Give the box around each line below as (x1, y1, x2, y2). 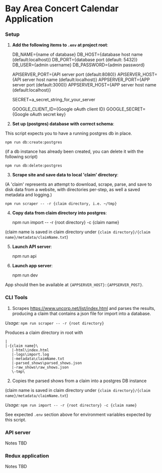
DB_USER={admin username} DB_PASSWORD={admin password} (12, 62, 145, 68)
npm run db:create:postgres (5, 140, 63, 145)
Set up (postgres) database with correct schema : (12, 121, 115, 127)
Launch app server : (12, 263, 53, 269)
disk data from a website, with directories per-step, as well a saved (5, 187, 140, 193)
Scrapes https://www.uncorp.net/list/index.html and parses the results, (12, 305, 156, 311)
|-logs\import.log (11, 352, 49, 357)
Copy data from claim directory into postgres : (12, 210, 107, 216)
